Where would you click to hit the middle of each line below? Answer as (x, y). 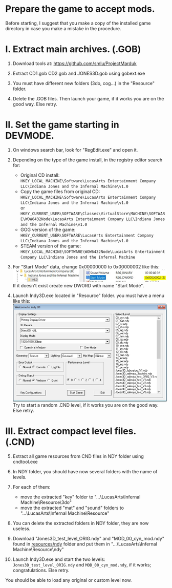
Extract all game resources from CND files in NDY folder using (78, 456)
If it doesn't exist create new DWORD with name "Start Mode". (78, 286)
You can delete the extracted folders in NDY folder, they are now (81, 523)
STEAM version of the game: (50, 246)
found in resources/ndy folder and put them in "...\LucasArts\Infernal (85, 544)
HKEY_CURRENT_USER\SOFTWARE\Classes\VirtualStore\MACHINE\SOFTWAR (93, 214)
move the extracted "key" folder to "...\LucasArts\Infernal (80, 497)
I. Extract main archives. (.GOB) (73, 49)
